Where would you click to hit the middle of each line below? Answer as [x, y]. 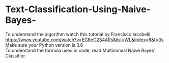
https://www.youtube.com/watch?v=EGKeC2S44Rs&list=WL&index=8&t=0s [84, 40]
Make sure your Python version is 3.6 [44, 45]
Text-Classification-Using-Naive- [78, 9]
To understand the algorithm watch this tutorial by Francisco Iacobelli [78, 34]
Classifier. [16, 56]
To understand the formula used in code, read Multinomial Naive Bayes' [80, 50]
